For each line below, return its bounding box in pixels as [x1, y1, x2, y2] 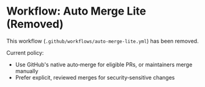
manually [15, 67, 39, 74]
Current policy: [6, 49, 44, 56]
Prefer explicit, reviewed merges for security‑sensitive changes [15, 74, 175, 81]
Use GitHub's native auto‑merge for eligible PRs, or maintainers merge [15, 61, 193, 68]
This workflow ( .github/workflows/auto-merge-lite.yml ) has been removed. [6, 37, 199, 44]
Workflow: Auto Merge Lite [6, 4, 146, 18]
